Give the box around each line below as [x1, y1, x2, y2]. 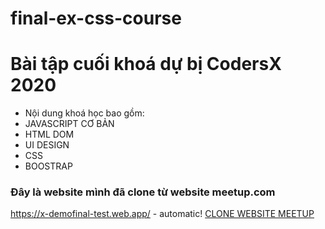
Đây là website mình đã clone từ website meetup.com [10, 185, 276, 199]
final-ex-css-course [10, 7, 182, 30]
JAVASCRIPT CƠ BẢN [24, 118, 115, 130]
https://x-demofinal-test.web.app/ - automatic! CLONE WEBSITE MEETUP [10, 208, 315, 220]
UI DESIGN [24, 139, 70, 151]
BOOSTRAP [24, 160, 73, 172]
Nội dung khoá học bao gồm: [24, 107, 145, 119]
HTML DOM [24, 128, 75, 141]
